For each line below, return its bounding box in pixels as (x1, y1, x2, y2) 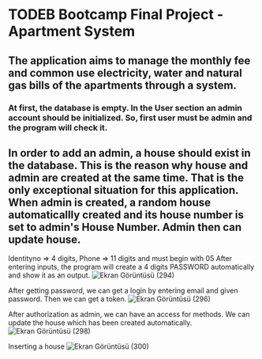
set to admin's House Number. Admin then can (8, 220, 242, 234)
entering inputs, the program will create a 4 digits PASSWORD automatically (8, 263, 255, 272)
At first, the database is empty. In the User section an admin (8, 102, 243, 113)
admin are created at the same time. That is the (8, 171, 245, 184)
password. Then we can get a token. (8, 294, 127, 304)
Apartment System (8, 22, 136, 40)
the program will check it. (8, 122, 108, 133)
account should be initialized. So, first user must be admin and (8, 112, 253, 123)
